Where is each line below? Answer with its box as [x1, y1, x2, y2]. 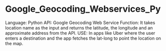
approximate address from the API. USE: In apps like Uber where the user [5, 30, 156, 36]
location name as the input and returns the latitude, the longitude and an [5, 25, 153, 30]
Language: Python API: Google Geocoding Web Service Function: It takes [5, 20, 156, 25]
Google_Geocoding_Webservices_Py [5, 3, 161, 15]
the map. [5, 40, 23, 46]
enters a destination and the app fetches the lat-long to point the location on [5, 35, 162, 41]
